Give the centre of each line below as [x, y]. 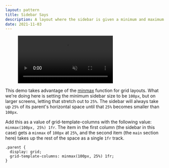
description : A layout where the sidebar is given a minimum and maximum [85, 19]
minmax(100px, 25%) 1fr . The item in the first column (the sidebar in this [80, 127]
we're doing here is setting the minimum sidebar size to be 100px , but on [80, 96]
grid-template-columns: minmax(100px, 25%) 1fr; [62, 156]
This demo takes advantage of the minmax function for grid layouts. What [82, 91]
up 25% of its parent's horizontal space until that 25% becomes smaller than [82, 107]
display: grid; [26, 152]
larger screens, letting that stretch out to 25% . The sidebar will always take [82, 102]
